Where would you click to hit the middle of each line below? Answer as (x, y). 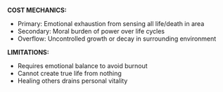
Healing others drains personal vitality (72, 81)
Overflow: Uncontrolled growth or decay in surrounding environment (117, 39)
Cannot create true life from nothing (69, 73)
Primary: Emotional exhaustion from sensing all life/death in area (111, 24)
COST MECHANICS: (37, 10)
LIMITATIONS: (28, 52)
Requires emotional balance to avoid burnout (82, 66)
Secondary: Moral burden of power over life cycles (91, 31)
